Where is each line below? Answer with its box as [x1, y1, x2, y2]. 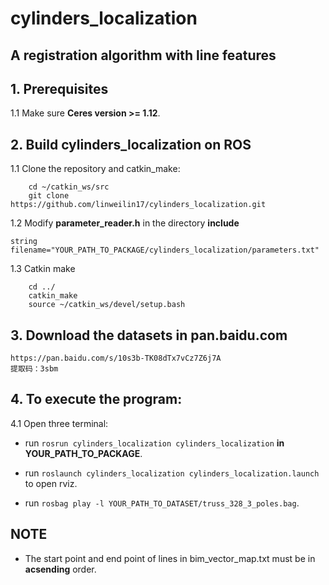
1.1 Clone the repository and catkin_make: [10, 163, 181, 175]
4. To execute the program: [10, 391, 183, 408]
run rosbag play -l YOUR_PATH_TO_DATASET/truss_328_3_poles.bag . [24, 497, 300, 509]
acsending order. [24, 563, 97, 575]
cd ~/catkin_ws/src [28, 182, 110, 192]
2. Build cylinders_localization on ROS [10, 136, 252, 153]
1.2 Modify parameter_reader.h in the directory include [10, 217, 240, 229]
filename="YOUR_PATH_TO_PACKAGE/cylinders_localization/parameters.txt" [10, 245, 320, 256]
